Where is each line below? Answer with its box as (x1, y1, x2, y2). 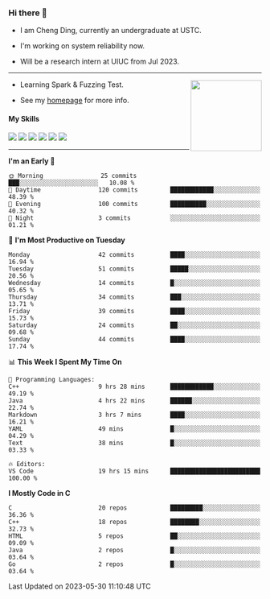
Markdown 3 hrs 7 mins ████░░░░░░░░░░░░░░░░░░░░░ (8, 411, 261, 419)
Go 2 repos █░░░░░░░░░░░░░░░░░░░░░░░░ (8, 560, 261, 568)
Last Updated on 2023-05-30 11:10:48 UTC (8, 581, 151, 591)
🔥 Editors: (8, 460, 46, 468)
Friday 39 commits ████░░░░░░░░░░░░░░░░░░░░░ (8, 307, 261, 315)
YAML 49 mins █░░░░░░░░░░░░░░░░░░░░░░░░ (8, 424, 261, 433)
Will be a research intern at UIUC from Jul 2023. (19, 56, 179, 67)
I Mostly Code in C (8, 488, 71, 498)
